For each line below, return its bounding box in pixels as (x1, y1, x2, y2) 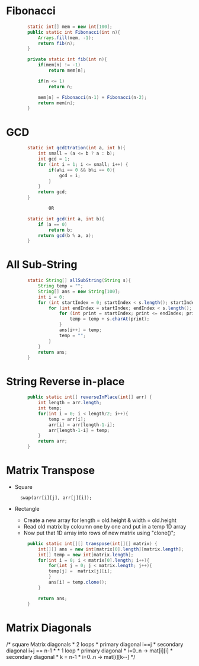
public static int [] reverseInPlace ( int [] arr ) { (27, 394, 152, 401)
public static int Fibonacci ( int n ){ (27, 29, 120, 35)
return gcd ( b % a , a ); (37, 232, 94, 238)
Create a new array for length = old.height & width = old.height (23, 517, 176, 524)
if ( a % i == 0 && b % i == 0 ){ (48, 167, 115, 173)
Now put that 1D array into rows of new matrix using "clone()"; (23, 529, 176, 536)
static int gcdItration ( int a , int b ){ (27, 145, 126, 151)
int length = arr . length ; (37, 400, 102, 406)
